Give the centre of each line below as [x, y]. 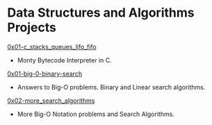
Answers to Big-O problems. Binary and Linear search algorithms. [111, 87]
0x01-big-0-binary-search [44, 74]
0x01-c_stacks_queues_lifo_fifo [52, 47]
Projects [32, 27]
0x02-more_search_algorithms [51, 100]
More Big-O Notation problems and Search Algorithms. [96, 114]
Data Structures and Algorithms [101, 13]
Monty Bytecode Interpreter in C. [65, 60]
